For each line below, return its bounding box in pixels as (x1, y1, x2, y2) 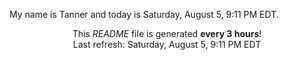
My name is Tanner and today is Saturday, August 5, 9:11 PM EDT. (9, 9, 279, 20)
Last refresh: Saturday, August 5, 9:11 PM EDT (72, 39, 262, 50)
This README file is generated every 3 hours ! (72, 28, 262, 39)
